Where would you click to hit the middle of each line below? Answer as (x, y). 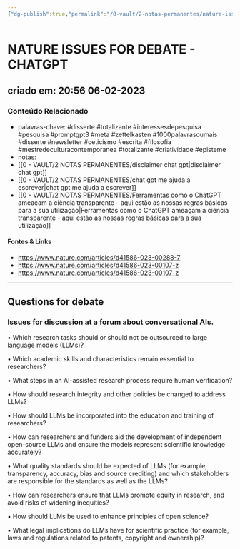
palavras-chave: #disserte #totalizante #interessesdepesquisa (110, 126)
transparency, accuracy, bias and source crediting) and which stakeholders (118, 474)
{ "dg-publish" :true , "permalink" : (57, 14)
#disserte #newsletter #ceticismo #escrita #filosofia (94, 142)
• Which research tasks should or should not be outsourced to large (107, 338)
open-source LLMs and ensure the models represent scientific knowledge (116, 445)
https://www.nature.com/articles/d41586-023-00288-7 (99, 257)
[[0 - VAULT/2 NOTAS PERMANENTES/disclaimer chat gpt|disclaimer (119, 164)
